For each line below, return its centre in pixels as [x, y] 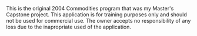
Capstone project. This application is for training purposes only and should [96, 15]
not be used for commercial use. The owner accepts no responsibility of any [98, 21]
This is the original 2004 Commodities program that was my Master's [90, 8]
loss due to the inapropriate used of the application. [69, 27]
